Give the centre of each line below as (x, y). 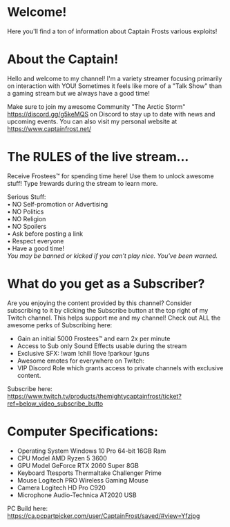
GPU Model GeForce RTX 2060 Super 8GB (78, 465)
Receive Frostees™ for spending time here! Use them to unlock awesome (111, 176)
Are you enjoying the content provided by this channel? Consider (99, 303)
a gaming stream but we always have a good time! (79, 93)
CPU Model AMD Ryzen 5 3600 (62, 458)
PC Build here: (28, 508)
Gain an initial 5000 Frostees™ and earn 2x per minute (94, 338)
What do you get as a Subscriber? (106, 284)
